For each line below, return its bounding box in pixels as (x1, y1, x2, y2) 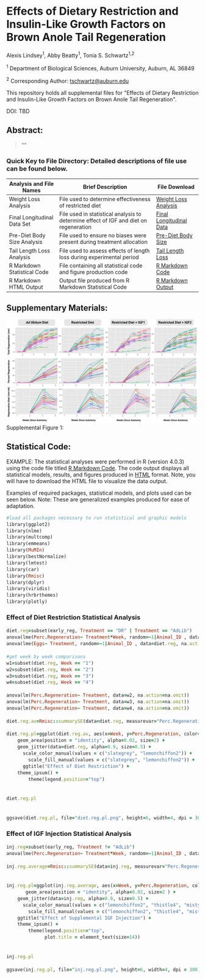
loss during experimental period (59, 253, 139, 260)
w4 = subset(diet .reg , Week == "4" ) (6, 679, 95, 685)
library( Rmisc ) (6, 573, 45, 579)
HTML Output (9, 283, 43, 291)
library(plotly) (6, 599, 48, 605)
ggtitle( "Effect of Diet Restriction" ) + (22, 763, 130, 769)
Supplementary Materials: (6, 303, 108, 313)
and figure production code (59, 268, 128, 276)
